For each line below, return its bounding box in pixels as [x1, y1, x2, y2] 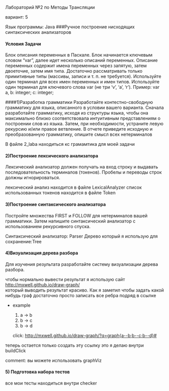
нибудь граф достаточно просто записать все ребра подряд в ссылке [5, 292, 156, 298]
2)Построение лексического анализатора [5, 152, 98, 158]
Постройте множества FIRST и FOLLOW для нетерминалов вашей [5, 212, 148, 218]
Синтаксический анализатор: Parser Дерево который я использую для [5, 233, 158, 239]
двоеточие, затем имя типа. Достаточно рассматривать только [5, 68, 143, 74]
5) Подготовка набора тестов [5, 369, 70, 375]
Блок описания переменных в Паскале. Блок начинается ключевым [5, 52, 153, 58]
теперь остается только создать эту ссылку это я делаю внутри [5, 342, 144, 348]
